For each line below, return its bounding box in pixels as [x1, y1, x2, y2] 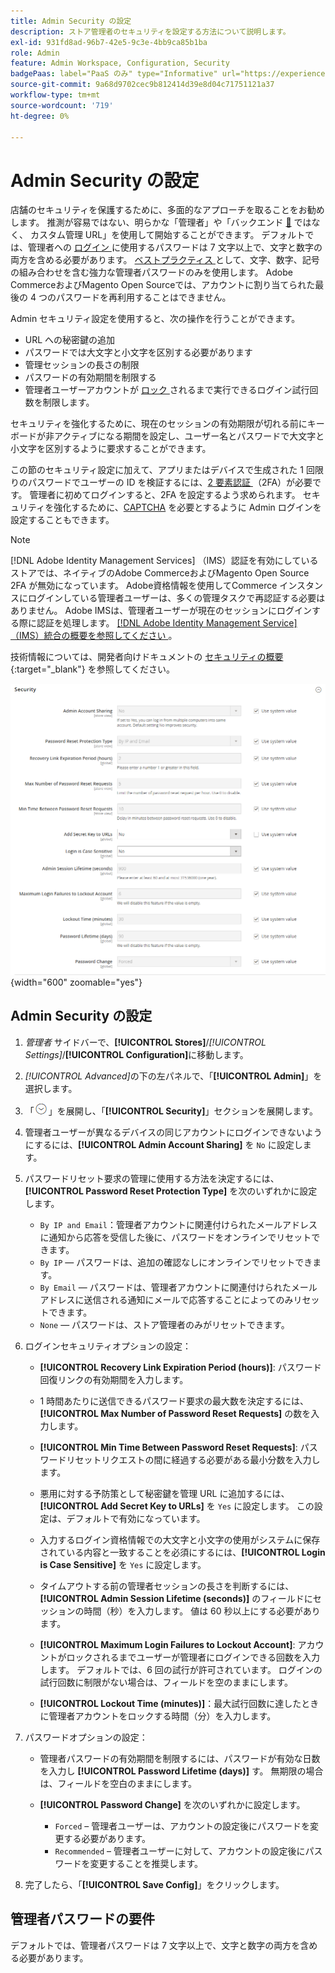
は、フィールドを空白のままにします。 [39, 1777, 197, 1789]
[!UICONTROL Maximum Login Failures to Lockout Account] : [39, 1638, 296, 1650]
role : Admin [10, 48, 60, 58]
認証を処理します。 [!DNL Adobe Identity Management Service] [36, 617, 298, 629]
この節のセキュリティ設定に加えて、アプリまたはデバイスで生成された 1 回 [10, 464, 315, 476]
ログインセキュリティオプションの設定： [24, 1340, 192, 1352]
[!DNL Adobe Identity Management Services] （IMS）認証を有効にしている [10, 555, 319, 567]
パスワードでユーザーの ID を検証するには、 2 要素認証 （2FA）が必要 [27, 476, 313, 489]
